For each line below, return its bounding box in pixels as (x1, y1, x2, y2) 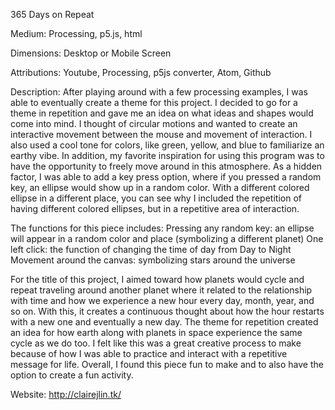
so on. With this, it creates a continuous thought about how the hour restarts (10, 305, 325, 317)
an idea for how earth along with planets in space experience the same (10, 327, 303, 338)
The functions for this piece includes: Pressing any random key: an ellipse (10, 222, 315, 234)
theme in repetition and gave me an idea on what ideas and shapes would (10, 107, 314, 119)
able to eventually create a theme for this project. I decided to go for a (10, 97, 298, 108)
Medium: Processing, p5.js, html (10, 28, 143, 39)
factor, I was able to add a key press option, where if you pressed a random (10, 171, 322, 183)
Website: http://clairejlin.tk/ (10, 389, 122, 400)
